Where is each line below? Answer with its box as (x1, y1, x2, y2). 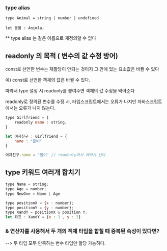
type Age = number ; (5, 186, 47, 191)
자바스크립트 (137, 98, 162, 105)
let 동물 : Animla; (5, 26, 45, 31)
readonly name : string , (14, 119, 67, 125)
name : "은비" (14, 138, 42, 144)
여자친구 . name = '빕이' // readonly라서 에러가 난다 (5, 153, 106, 158)
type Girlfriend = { (5, 115, 49, 120)
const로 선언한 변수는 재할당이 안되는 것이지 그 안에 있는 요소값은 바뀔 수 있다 (5, 66, 159, 72)
